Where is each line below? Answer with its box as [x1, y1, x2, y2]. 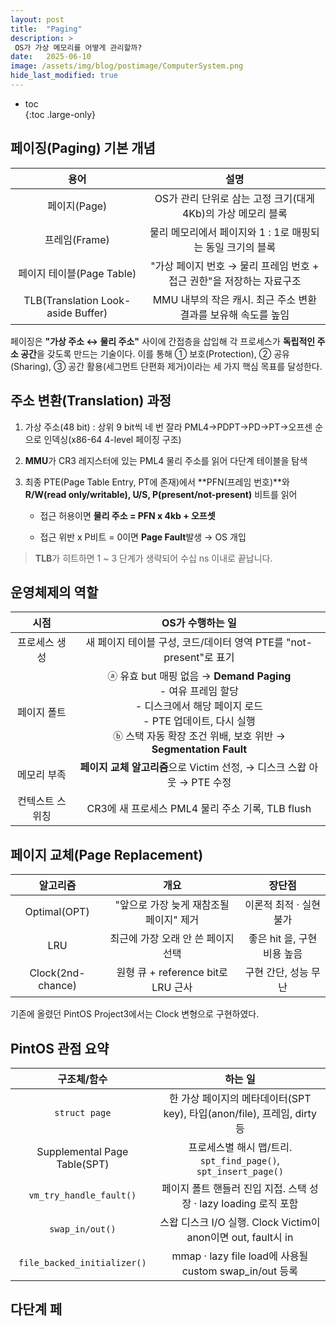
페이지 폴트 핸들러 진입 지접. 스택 [161, 1181, 307, 1195]
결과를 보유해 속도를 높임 [179, 307, 290, 321]
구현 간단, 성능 [244, 966, 309, 980]
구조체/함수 [57, 1072, 108, 1086]
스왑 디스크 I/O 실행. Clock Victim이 [159, 1215, 321, 1229]
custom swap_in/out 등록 [181, 1264, 299, 1278]
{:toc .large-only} [24, 108, 97, 120]
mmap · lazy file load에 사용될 [171, 1249, 309, 1263]
